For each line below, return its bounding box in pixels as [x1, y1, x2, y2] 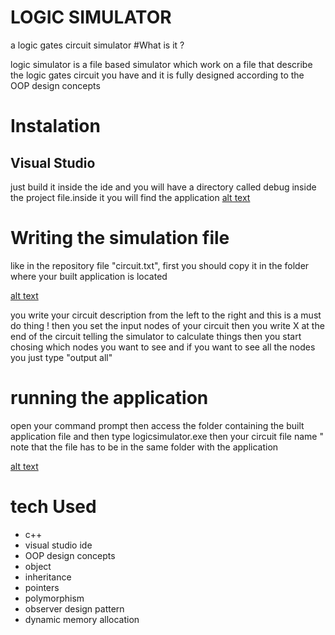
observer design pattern [24, 602, 125, 615]
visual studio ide [24, 539, 93, 551]
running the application [10, 387, 209, 410]
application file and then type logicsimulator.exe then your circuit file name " [10, 430, 324, 442]
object [24, 560, 52, 572]
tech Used [10, 496, 97, 518]
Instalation [10, 115, 101, 138]
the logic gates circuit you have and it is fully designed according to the [10, 69, 305, 81]
